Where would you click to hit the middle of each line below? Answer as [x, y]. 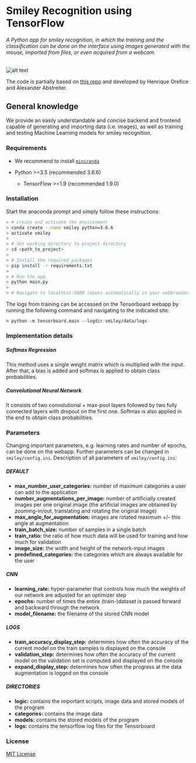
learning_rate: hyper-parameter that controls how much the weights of [100, 589]
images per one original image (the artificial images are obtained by [96, 505]
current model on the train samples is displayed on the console [90, 648]
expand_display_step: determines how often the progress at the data [98, 667]
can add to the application [46, 492]
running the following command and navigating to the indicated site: [88, 310]
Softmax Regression [31, 350]
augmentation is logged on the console [62, 673]
